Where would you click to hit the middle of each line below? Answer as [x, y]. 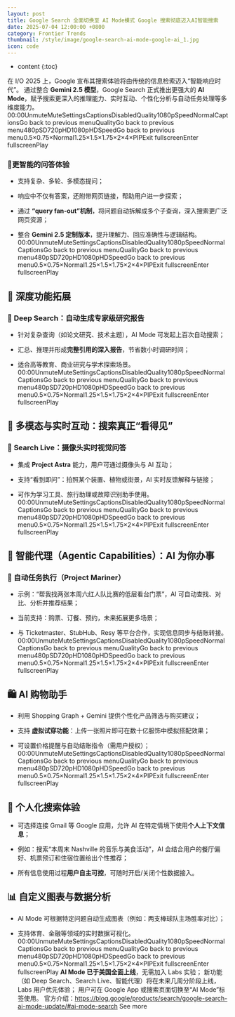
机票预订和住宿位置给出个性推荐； [79, 858]
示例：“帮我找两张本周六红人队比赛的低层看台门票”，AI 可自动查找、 [116, 594]
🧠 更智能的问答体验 [39, 164]
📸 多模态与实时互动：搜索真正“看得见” [90, 426]
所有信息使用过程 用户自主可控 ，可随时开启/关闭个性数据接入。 [108, 872]
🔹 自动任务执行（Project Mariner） [66, 577]
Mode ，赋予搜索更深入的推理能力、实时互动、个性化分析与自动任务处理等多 [117, 98]
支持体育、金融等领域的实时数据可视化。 [76, 933]
